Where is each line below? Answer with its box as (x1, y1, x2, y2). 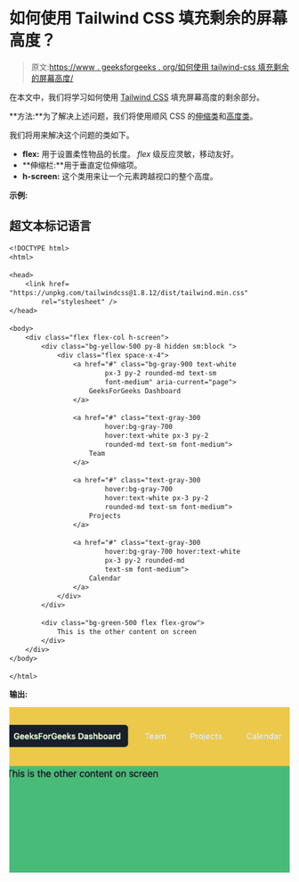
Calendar (88, 573, 122, 582)
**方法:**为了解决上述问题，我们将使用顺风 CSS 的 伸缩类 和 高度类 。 (9, 111, 258, 121)
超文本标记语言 (9, 218, 92, 234)
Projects (88, 511, 122, 520)
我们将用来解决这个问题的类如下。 (9, 129, 134, 140)
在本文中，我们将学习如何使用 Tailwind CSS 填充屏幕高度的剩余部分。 (9, 91, 265, 103)
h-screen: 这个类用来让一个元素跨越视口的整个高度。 (21, 170, 218, 181)
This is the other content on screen (56, 627, 198, 636)
